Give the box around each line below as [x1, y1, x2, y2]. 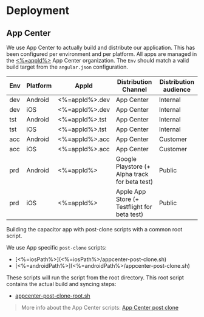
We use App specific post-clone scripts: [6, 244, 107, 251]
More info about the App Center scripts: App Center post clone [21, 304, 179, 311]
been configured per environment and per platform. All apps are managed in [6, 50, 197, 58]
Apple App [115, 188, 146, 196]
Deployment [6, 4, 70, 18]
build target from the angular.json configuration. [6, 63, 129, 70]
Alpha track [115, 170, 149, 178]
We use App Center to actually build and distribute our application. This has [6, 44, 195, 51]
